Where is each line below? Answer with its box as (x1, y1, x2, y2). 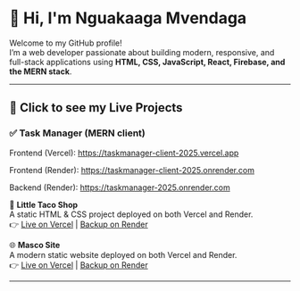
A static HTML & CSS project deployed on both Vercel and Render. (9, 209, 254, 220)
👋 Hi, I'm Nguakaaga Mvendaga (9, 8, 247, 29)
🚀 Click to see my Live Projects (9, 100, 183, 115)
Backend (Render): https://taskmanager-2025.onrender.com (9, 182, 230, 193)
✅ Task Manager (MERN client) (9, 127, 146, 139)
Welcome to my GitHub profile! (9, 37, 122, 48)
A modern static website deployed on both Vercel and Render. (9, 249, 237, 260)
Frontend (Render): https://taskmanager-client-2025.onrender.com (9, 164, 254, 175)
